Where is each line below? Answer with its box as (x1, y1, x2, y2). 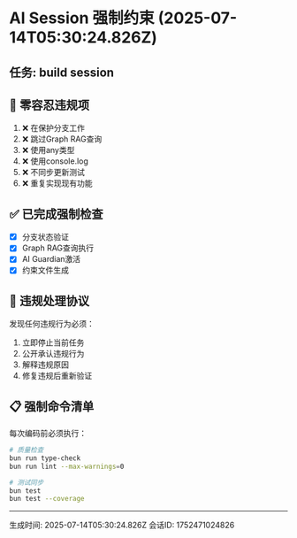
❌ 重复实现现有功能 (21, 178, 93, 188)
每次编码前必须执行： (9, 428, 87, 439)
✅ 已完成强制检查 (9, 206, 103, 221)
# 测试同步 (9, 478, 44, 487)
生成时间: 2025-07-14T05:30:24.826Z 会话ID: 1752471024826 (9, 519, 235, 531)
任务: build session (9, 65, 115, 80)
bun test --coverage (9, 495, 86, 503)
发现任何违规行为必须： (9, 319, 95, 329)
